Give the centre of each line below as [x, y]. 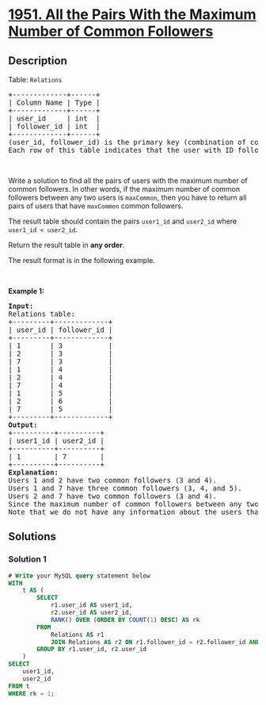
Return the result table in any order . [66, 245]
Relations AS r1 [77, 634]
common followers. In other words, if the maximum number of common [124, 189]
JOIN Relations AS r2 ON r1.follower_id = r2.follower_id [148, 642]
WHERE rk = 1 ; [32, 694]
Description [38, 61]
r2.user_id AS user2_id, [91, 613]
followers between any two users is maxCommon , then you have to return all [127, 197]
